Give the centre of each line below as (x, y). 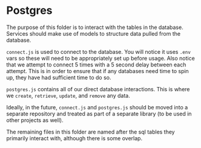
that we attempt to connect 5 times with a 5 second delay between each (96, 65)
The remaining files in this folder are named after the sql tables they (91, 132)
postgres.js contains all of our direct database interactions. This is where (98, 89)
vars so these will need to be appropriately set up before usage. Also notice (100, 58)
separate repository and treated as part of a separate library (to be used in (99, 114)
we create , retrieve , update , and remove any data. (68, 95)
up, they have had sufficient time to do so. (59, 77)
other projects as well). (35, 120)
